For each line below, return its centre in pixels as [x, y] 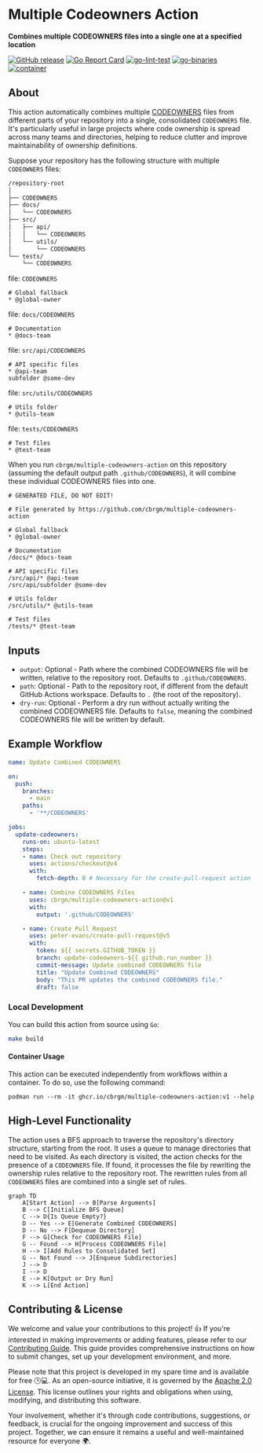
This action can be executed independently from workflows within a [118, 1073]
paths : [33, 806]
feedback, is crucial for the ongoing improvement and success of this [121, 1424]
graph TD [22, 1196]
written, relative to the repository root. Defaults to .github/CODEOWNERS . [133, 678]
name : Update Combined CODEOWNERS [65, 762]
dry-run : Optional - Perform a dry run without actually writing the [124, 703]
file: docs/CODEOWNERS [42, 314]
